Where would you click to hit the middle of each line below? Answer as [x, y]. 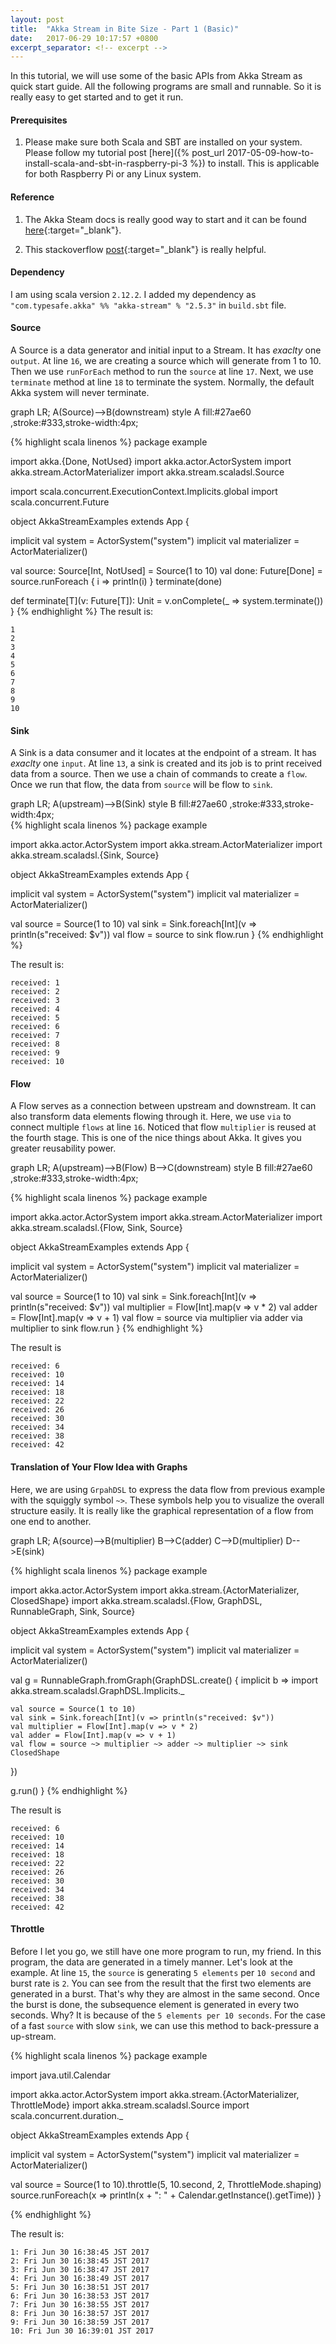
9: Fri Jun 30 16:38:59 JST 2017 [80, 2322]
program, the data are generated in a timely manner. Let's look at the [151, 1962]
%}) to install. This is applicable [254, 163]
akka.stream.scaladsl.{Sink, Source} [85, 855]
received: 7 [35, 1036]
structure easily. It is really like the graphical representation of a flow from [162, 1510]
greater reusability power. [63, 1148]
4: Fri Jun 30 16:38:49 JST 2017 [80, 2278]
